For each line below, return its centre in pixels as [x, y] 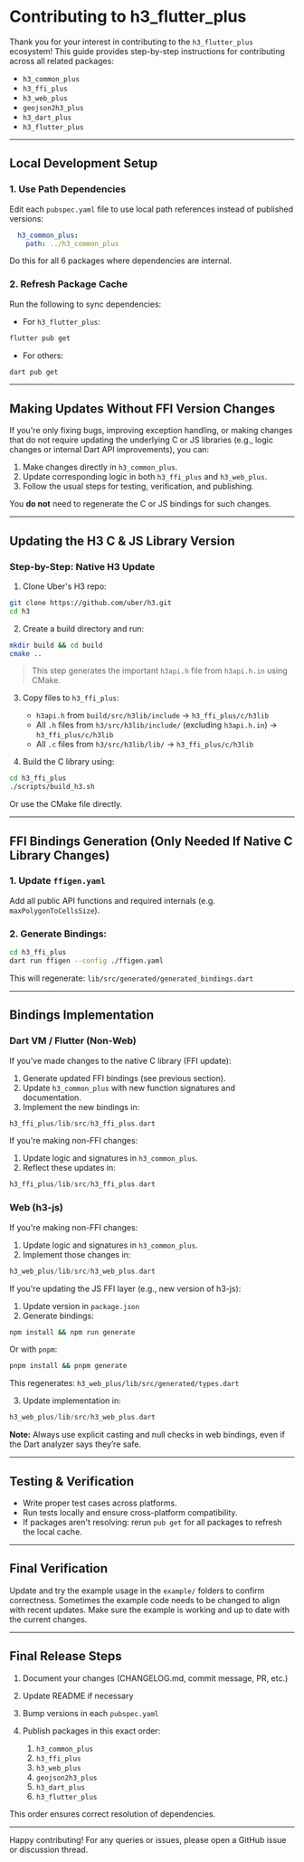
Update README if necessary [78, 1696]
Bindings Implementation [82, 1015]
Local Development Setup [84, 163]
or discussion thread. [49, 1849]
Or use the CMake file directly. [66, 804]
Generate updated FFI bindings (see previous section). [124, 1078]
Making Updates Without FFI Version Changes [142, 408]
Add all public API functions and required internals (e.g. [112, 900]
